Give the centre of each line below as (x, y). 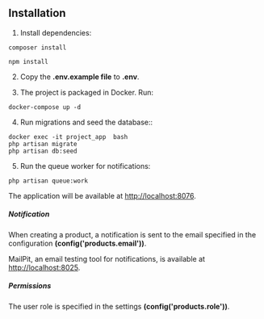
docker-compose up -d (45, 107)
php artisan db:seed (43, 151)
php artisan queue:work (48, 181)
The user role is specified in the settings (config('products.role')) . (119, 306)
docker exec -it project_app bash (68, 136)
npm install (28, 61)
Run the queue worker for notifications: (85, 166)
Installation (37, 13)
